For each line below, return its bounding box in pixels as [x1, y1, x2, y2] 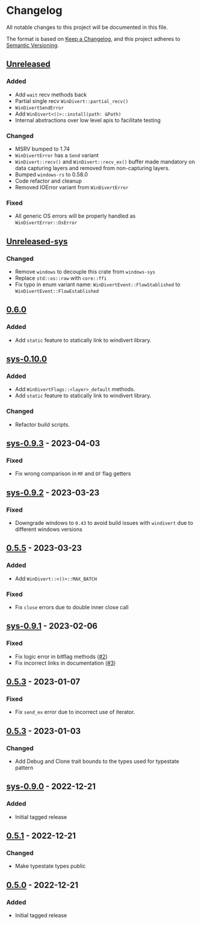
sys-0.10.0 [6, 354, 47, 364]
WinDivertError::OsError [14, 220, 78, 226]
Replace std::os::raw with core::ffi [14, 274, 107, 281]
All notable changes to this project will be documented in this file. [6, 24, 169, 31]
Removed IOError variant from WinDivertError [14, 183, 129, 190]
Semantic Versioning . [6, 42, 59, 49]
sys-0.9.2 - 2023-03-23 [6, 488, 100, 498]
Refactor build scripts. [14, 421, 70, 428]
